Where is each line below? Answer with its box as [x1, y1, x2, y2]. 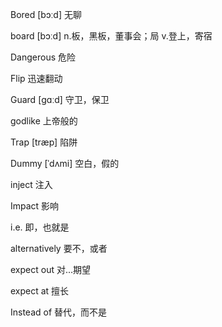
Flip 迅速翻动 [10, 73, 63, 84]
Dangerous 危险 [10, 51, 77, 63]
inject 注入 [10, 179, 53, 190]
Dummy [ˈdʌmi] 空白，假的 [10, 158, 120, 169]
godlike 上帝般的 [10, 115, 78, 127]
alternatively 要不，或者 [10, 243, 108, 254]
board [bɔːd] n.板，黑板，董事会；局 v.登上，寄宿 [10, 30, 213, 42]
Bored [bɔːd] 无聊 [10, 9, 82, 20]
